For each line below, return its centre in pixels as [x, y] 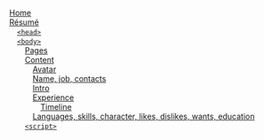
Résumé [24, 22]
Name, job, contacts [69, 78]
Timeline [56, 107]
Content [40, 60]
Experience [53, 97]
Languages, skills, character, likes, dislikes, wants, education [144, 116]
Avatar [44, 69]
